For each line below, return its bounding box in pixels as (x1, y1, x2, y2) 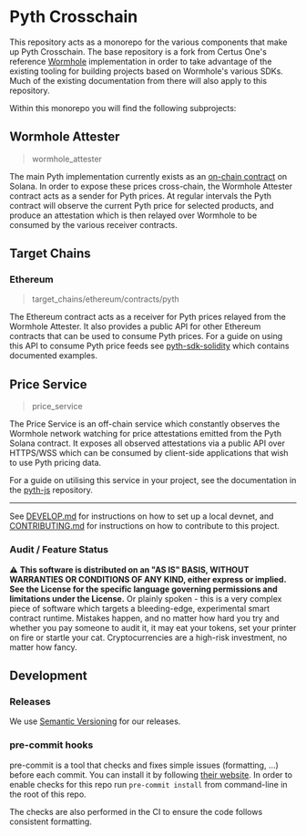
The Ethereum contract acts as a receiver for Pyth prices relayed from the (9, 312, 287, 323)
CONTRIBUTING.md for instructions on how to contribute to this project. (9, 521, 280, 532)
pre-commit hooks (9, 738, 94, 751)
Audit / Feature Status (9, 543, 109, 556)
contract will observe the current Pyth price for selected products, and (9, 200, 275, 211)
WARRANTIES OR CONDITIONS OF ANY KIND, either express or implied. (9, 573, 287, 584)
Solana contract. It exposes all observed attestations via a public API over (9, 438, 285, 449)
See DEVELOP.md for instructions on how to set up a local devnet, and (9, 511, 274, 521)
